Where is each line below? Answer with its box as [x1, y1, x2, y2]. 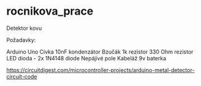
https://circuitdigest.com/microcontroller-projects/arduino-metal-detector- [6, 66, 195, 74]
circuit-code [6, 73, 37, 80]
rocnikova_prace [6, 4, 94, 18]
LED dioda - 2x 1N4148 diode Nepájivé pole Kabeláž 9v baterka [6, 54, 167, 62]
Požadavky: [6, 36, 36, 43]
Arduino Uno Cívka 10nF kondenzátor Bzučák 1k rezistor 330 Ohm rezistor [6, 48, 194, 56]
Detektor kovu [6, 24, 42, 32]
